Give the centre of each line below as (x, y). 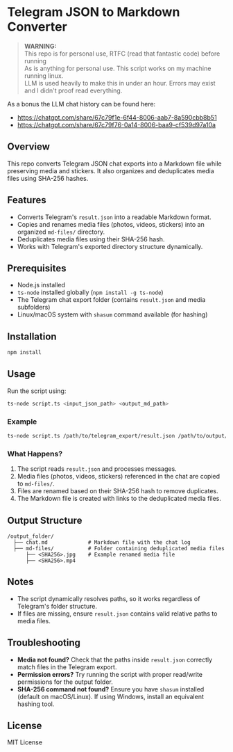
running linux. (44, 75)
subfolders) (34, 307)
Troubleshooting (44, 643)
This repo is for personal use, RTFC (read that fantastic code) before (122, 54)
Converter (37, 27)
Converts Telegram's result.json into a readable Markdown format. (114, 217)
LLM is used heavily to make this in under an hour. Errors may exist (120, 83)
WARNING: (40, 46)
